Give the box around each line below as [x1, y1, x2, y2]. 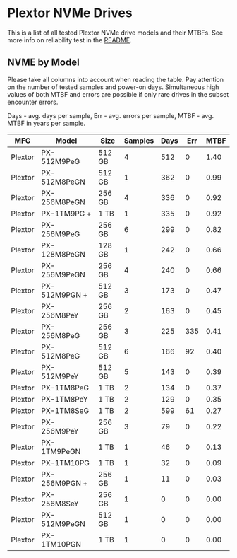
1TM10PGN [41, 539, 81, 549]
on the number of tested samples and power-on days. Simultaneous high [7, 83, 219, 91]
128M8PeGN [41, 249, 86, 259]
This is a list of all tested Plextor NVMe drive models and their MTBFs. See [7, 28, 224, 37]
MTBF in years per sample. [7, 119, 86, 127]
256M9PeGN [41, 269, 86, 279]
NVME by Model [7, 57, 80, 69]
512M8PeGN [41, 177, 86, 187]
